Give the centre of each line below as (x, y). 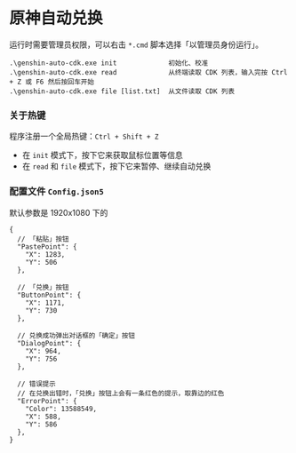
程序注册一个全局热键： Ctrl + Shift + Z (84, 136)
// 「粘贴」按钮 (43, 239)
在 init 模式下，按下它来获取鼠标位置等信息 (103, 155)
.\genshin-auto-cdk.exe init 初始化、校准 (109, 63)
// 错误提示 (36, 384)
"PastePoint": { (47, 246)
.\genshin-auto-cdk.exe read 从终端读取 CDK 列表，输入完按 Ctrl (148, 72)
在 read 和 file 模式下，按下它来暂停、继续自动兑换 (116, 166)
